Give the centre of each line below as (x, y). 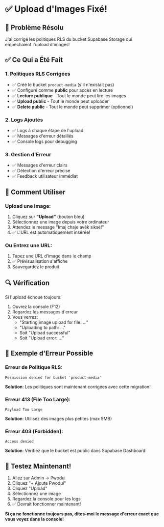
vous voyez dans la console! (35, 519)
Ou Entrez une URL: (29, 245)
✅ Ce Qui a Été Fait (34, 60)
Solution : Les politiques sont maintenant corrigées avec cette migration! (78, 387)
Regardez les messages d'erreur (45, 312)
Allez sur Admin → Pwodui (39, 478)
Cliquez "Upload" (30, 488)
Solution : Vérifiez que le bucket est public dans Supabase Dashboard (75, 451)
